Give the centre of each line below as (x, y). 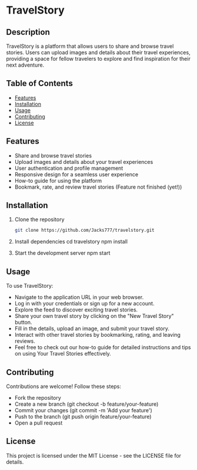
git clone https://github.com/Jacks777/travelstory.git (84, 231)
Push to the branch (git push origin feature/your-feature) (83, 416)
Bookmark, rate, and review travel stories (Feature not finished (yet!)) (98, 187)
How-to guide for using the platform (58, 180)
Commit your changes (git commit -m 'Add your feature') (84, 410)
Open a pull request (39, 423)
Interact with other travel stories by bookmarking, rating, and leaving (98, 335)
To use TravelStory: (30, 286)
